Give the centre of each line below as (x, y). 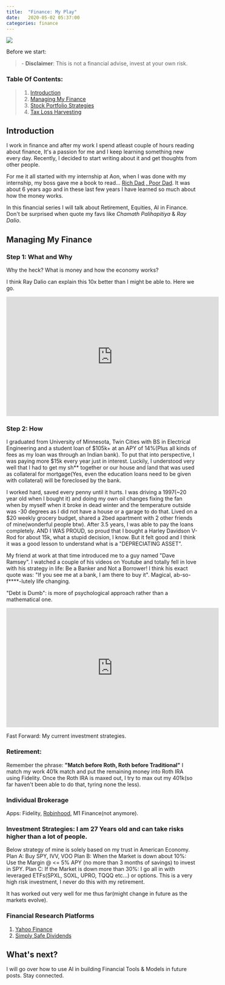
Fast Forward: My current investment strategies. (66, 736)
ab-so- (182, 575)
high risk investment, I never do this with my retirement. (76, 882)
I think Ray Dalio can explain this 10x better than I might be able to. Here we (100, 282)
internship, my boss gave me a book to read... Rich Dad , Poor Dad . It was (98, 183)
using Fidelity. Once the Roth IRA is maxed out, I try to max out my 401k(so (99, 778)
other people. (23, 165)
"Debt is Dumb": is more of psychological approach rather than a (87, 593)
